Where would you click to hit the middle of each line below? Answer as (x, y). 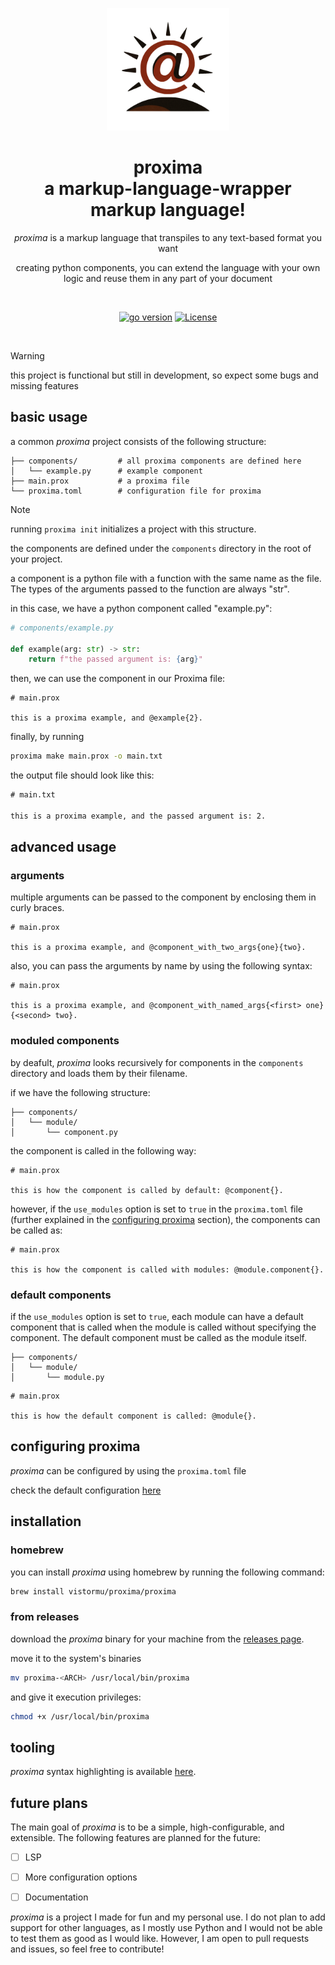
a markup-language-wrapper (168, 189)
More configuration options (81, 1877)
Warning (27, 355)
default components (61, 1295)
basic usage (49, 417)
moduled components (65, 1041)
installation (46, 1521)
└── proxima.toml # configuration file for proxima (136, 491)
